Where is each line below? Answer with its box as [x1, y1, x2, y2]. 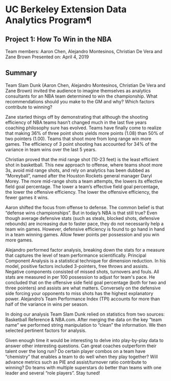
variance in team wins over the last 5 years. [5, 146, 97, 152]
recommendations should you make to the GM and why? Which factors [5, 98, 155, 104]
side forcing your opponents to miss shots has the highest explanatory [5, 290, 154, 296]
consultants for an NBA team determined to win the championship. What [5, 93, 158, 99]
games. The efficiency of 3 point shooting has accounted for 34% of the [5, 141, 158, 147]
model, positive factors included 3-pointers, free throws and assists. [5, 263, 149, 269]
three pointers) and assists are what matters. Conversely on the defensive [5, 285, 161, 291]
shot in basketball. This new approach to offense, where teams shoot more [5, 162, 163, 168]
